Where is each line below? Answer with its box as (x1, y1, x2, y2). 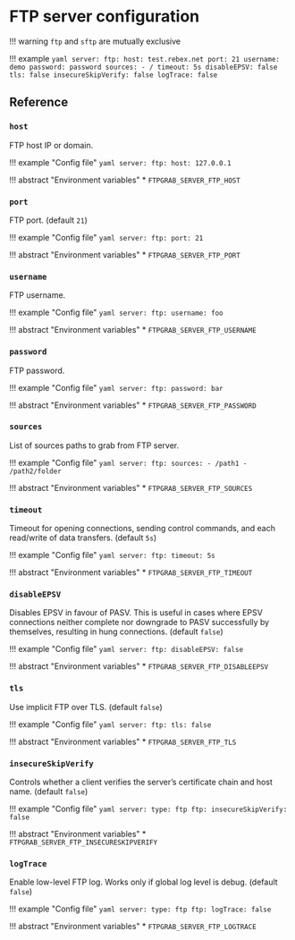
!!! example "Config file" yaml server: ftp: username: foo (9, 307, 223, 318)
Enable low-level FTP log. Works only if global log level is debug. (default (9, 876, 279, 887)
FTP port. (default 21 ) (9, 215, 88, 225)
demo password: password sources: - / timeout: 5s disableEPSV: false (9, 63, 278, 72)
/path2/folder (9, 467, 63, 476)
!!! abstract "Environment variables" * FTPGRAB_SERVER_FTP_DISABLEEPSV (9, 661, 269, 672)
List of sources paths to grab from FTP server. (9, 440, 180, 451)
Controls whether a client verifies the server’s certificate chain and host (9, 776, 273, 787)
